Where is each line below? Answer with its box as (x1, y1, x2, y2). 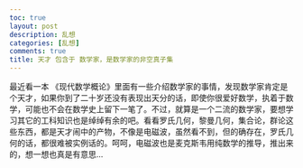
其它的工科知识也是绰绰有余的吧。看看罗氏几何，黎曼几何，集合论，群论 (16, 115, 286, 126)
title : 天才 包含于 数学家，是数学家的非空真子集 (9, 55, 174, 64)
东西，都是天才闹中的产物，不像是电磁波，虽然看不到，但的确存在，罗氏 (16, 126, 286, 136)
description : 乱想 (9, 30, 76, 39)
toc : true (9, 13, 47, 23)
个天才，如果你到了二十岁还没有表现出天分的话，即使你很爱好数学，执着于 (9, 92, 286, 103)
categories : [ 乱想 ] (9, 38, 80, 48)
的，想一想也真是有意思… (9, 149, 104, 159)
